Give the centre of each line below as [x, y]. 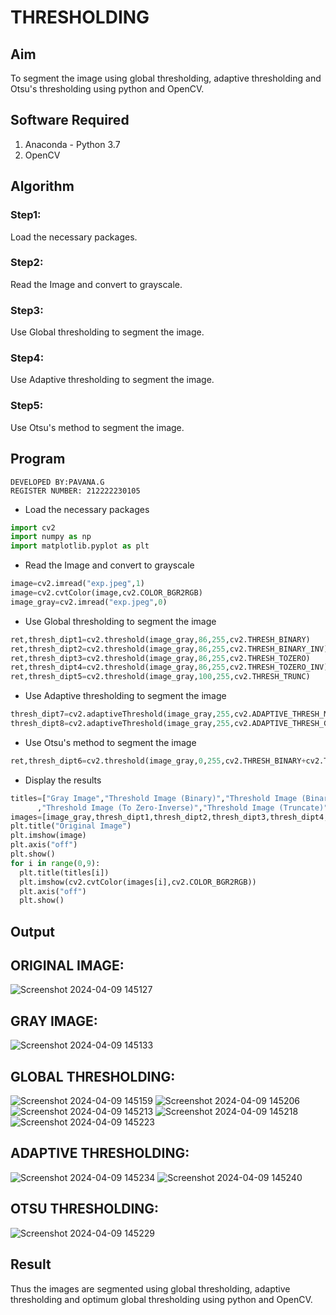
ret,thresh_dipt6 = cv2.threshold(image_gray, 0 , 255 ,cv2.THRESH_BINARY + [158, 761]
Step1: [26, 215]
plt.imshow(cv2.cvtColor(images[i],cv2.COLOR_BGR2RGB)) [138, 882]
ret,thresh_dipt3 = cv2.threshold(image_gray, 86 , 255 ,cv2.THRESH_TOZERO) [160, 658]
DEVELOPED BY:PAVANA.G [57, 482]
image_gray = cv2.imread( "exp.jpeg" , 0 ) [89, 602]
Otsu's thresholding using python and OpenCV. [107, 89]
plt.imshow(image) [48, 836]
